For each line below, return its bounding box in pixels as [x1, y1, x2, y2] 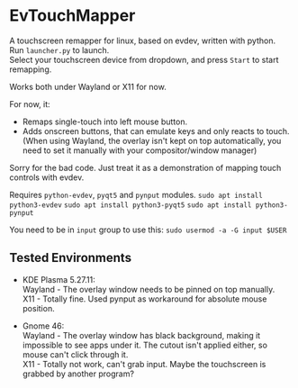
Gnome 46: [22, 320, 65, 331]
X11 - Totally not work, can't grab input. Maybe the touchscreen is [22, 358, 266, 369]
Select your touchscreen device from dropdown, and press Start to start [9, 54, 279, 65]
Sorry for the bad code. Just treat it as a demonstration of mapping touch [9, 162, 282, 173]
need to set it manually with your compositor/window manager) [22, 145, 257, 156]
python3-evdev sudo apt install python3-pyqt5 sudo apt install [9, 200, 252, 210]
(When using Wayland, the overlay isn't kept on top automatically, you [22, 135, 282, 146]
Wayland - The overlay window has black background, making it [22, 329, 261, 340]
